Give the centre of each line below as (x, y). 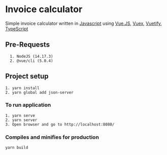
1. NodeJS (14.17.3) (31, 56)
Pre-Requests (27, 45)
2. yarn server (21, 120)
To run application (28, 105)
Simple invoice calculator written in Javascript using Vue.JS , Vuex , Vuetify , (84, 23)
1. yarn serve (20, 115)
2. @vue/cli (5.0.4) (31, 61)
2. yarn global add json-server (39, 92)
